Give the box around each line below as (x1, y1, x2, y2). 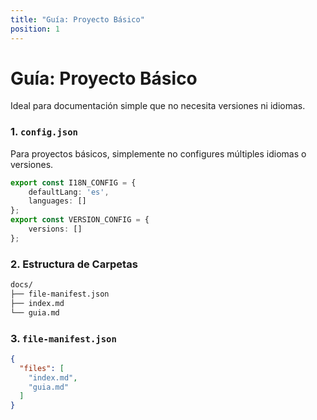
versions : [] (28, 224, 83, 235)
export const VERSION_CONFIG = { (10, 215, 150, 225)
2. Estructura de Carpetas (10, 257, 138, 271)
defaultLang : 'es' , (28, 187, 110, 197)
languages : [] (28, 196, 87, 206)
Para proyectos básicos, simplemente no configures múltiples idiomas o (10, 147, 307, 160)
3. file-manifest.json (10, 331, 117, 345)
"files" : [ (19, 363, 65, 373)
